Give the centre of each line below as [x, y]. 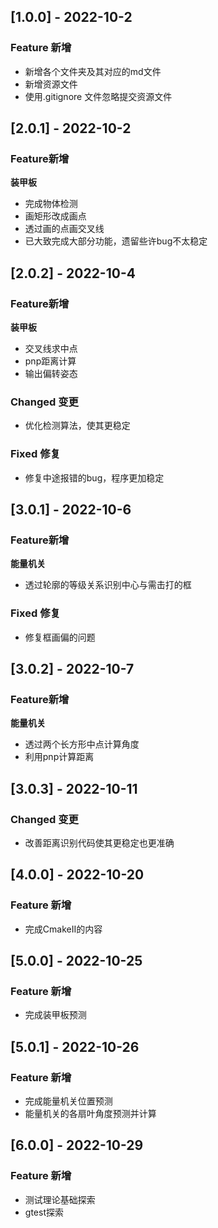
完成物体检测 [51, 204]
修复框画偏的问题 [60, 637]
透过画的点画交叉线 [64, 229]
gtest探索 [44, 1212]
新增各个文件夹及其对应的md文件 [93, 71]
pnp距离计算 [50, 361]
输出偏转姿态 [51, 374]
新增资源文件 [51, 84]
